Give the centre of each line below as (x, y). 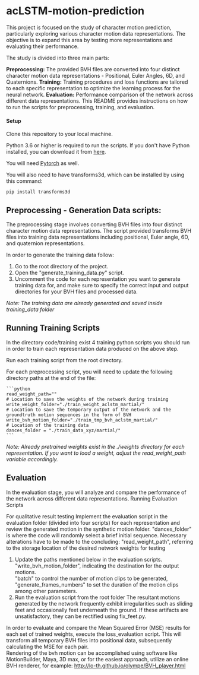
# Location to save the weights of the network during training (87, 399)
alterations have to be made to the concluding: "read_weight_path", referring (100, 541)
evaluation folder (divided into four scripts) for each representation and (93, 522)
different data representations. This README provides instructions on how (97, 101)
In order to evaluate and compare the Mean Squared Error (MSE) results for (98, 628)
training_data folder (30, 309)
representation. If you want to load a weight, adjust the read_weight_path (96, 453)
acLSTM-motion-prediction (75, 11)
